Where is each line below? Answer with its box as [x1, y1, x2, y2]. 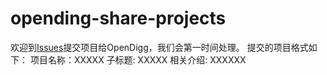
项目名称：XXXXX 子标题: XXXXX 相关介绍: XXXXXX [29, 53, 247, 66]
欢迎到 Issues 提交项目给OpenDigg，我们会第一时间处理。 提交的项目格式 [10, 41, 309, 53]
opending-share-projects [10, 7, 227, 30]
